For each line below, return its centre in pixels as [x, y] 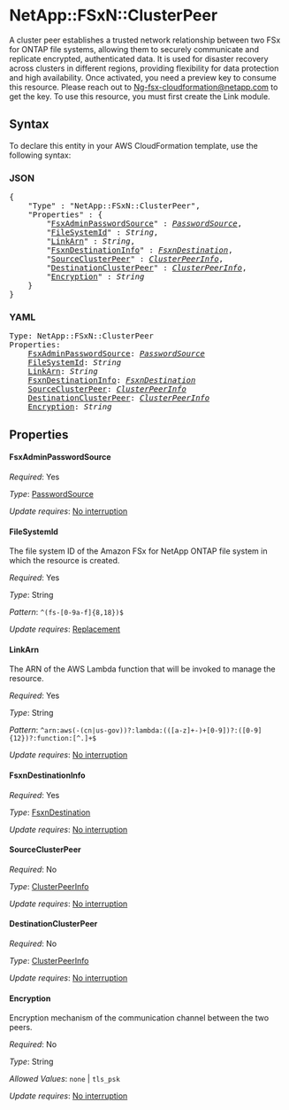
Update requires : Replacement [65, 629]
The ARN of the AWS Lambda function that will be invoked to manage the [142, 669]
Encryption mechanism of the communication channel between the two [139, 1018]
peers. [21, 1028]
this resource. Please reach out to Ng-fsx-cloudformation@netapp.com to [144, 87]
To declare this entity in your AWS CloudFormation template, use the [133, 145]
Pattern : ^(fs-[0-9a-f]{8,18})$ [66, 612]
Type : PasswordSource [52, 493]
